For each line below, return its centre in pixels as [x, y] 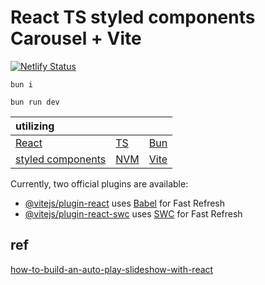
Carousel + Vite [76, 38]
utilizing [35, 126]
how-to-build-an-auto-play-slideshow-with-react [112, 269]
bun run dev [35, 102]
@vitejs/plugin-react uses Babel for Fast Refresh [125, 203]
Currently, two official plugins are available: [99, 183]
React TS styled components [133, 17]
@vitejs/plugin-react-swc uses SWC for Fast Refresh [133, 213]
